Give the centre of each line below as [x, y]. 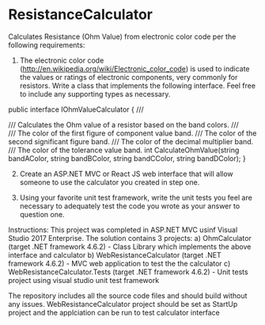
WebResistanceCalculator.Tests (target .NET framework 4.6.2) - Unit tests [128, 272]
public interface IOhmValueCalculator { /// [76, 109]
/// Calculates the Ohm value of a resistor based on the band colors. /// [123, 124]
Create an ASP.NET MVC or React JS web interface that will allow [126, 174]
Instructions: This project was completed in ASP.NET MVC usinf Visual [123, 229]
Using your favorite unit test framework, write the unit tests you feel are [136, 197]
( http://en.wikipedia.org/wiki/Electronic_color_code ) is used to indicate [134, 68]
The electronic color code [62, 60]
